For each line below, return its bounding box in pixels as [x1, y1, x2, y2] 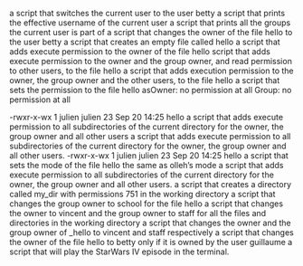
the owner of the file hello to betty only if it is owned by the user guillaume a [9, 237, 293, 247]
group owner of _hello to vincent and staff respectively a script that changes [9, 227, 294, 238]
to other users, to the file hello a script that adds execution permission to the [9, 65, 294, 76]
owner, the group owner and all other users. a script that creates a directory [9, 179, 292, 189]
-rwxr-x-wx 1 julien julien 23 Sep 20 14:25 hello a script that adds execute [9, 112, 283, 122]
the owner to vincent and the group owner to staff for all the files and [9, 208, 267, 218]
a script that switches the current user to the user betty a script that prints [9, 8, 286, 18]
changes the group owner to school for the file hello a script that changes [9, 198, 283, 209]
